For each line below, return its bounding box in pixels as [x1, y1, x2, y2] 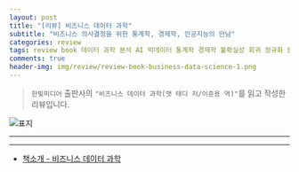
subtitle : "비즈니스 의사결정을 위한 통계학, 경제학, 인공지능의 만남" [9, 29, 236, 38]
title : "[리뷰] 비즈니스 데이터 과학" [9, 21, 133, 30]
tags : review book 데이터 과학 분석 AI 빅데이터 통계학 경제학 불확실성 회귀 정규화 [9, 46, 284, 55]
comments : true [9, 54, 66, 63]
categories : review [9, 37, 82, 47]
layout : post [9, 12, 58, 22]
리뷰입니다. [30, 98, 70, 109]
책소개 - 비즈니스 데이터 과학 [21, 152, 122, 164]
